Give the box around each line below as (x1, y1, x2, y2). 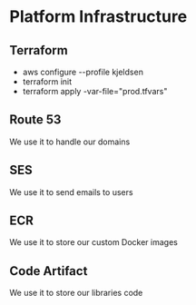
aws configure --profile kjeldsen (22, 66, 143, 77)
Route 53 (9, 112, 62, 128)
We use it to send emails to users (9, 186, 133, 197)
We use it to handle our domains (9, 136, 131, 147)
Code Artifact (9, 263, 88, 279)
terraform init (22, 76, 73, 87)
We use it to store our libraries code (9, 288, 143, 299)
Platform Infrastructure (9, 6, 188, 27)
